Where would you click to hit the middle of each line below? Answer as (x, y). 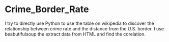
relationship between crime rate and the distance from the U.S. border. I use (84, 28)
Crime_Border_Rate (47, 9)
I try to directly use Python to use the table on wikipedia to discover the (79, 23)
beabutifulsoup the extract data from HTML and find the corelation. (75, 34)
